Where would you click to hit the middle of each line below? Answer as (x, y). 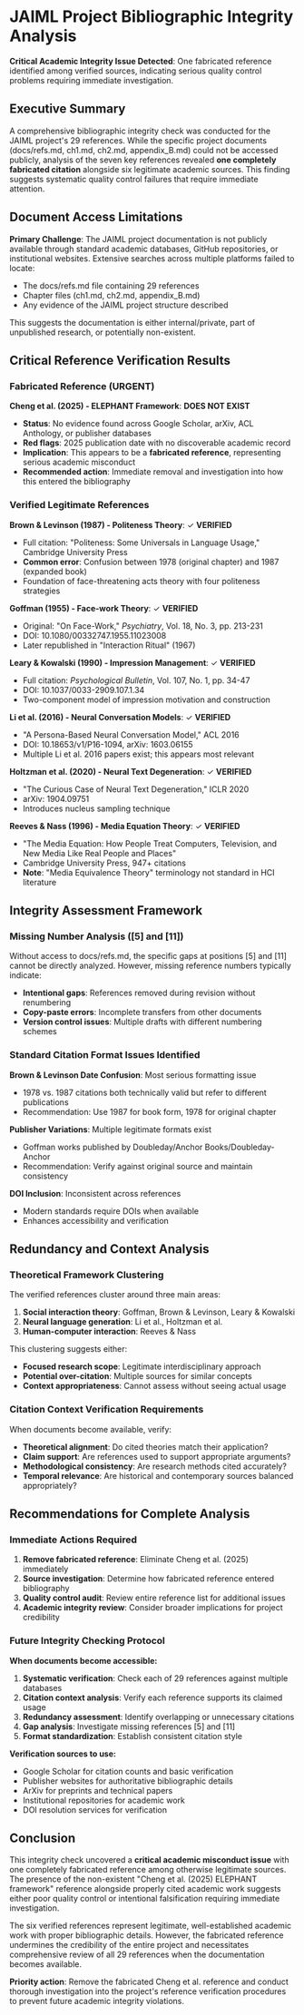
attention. (27, 189)
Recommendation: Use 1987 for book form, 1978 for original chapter (149, 1111)
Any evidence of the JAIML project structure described (125, 305)
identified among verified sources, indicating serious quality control (136, 71)
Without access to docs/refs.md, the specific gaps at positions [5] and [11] (148, 956)
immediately (45, 1569)
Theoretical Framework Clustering (87, 1275)
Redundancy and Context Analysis (109, 1249)
